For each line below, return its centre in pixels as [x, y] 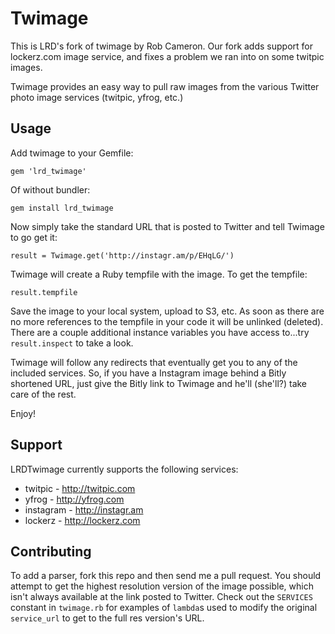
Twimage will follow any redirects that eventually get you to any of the [154, 362]
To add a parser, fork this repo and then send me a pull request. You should [166, 576]
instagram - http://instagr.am [84, 509]
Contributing [51, 551]
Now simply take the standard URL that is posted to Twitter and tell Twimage [167, 226]
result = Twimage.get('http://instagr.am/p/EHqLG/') [122, 255]
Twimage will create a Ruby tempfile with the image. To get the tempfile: [159, 274]
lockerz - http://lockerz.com [82, 520]
